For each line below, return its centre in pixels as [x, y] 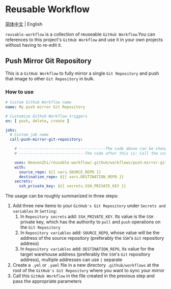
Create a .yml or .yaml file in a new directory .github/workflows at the [86, 265]
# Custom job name [30, 135]
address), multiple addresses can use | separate [71, 260]
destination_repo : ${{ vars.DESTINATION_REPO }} [71, 177]
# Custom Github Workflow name [38, 103]
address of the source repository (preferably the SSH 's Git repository [92, 238]
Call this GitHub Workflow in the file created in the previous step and [83, 276]
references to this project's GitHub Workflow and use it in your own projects [84, 40]
